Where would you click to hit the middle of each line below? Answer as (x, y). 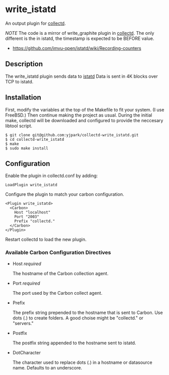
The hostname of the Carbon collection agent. (60, 273)
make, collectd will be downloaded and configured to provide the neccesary (84, 120)
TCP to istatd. (19, 81)
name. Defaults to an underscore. (47, 367)
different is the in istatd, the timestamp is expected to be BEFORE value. (80, 38)
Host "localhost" (33, 212)
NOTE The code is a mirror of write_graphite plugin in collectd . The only (80, 33)
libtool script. (19, 126)
